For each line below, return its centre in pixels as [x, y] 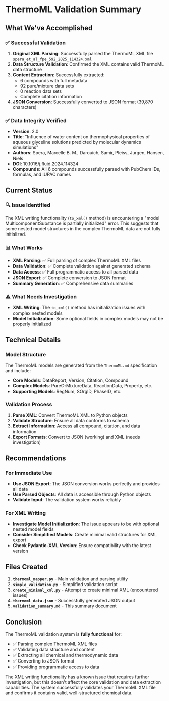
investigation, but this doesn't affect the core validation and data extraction [83, 682]
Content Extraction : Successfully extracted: [59, 75]
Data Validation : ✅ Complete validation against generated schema [82, 266]
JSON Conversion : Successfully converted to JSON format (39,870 [83, 102]
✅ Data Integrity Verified [36, 120]
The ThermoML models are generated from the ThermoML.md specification [81, 365]
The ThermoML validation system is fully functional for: [64, 634]
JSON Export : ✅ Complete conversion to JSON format [69, 278]
